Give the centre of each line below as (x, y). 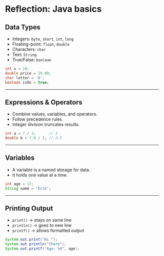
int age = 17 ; (20, 184)
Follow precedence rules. (38, 119)
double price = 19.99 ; (28, 73)
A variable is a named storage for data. (51, 170)
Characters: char (29, 49)
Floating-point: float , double (41, 44)
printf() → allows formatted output (48, 230)
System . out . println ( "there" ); (36, 244)
